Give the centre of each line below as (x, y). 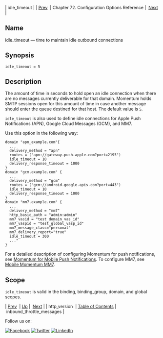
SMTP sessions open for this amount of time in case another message (76, 104)
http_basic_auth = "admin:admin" (43, 215)
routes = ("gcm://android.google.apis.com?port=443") (65, 185)
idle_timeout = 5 (23, 67)
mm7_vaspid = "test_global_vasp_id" (47, 224)
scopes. (13, 297)
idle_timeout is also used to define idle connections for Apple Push (73, 119)
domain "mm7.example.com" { (34, 202)
